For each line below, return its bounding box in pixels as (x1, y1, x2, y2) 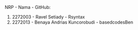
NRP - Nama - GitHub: (5, 4, 51, 10)
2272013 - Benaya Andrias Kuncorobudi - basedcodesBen (12, 19, 133, 25)
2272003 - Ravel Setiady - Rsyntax (12, 14, 85, 19)
